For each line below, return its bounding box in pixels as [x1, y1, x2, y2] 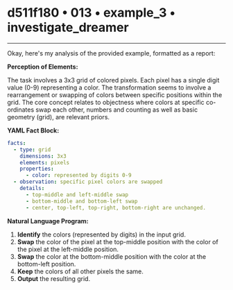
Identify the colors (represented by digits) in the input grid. [17, 230, 186, 239]
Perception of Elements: [7, 62, 78, 71]
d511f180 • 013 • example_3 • [7, 5, 175, 21]
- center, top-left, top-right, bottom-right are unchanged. [25, 204, 207, 211]
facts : [7, 139, 26, 146]
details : [19, 185, 45, 192]
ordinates [7, 105, 35, 114]
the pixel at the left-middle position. [17, 245, 119, 253]
